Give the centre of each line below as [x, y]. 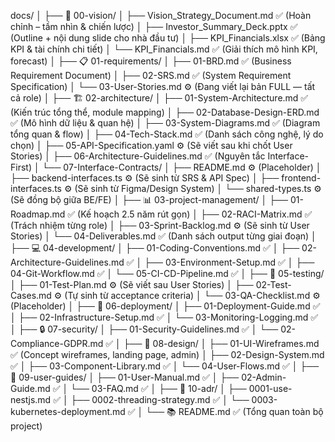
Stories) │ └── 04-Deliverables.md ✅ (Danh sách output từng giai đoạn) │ [163, 236]
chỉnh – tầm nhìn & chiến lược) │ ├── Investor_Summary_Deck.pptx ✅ [154, 26]
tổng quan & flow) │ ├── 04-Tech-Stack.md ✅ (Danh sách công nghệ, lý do [167, 134]
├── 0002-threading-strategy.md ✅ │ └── [160, 399]
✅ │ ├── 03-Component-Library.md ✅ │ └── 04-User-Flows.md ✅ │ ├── [165, 366]
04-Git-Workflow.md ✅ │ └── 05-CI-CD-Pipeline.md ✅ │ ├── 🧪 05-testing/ [167, 273]
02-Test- [273, 284]
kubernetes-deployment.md [68, 411]
